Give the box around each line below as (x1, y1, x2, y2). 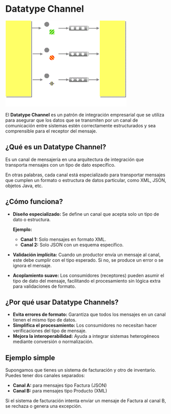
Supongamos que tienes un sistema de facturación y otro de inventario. (5, 367, 156, 373)
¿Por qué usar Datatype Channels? (5, 297, 119, 307)
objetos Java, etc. (5, 182, 43, 189)
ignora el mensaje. (12, 262, 52, 268)
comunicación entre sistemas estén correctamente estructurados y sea (5, 122, 156, 128)
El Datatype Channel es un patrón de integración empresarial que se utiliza (5, 111, 165, 118)
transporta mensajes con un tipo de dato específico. (5, 162, 116, 168)
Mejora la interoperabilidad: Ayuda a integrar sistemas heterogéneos (12, 333, 160, 339)
